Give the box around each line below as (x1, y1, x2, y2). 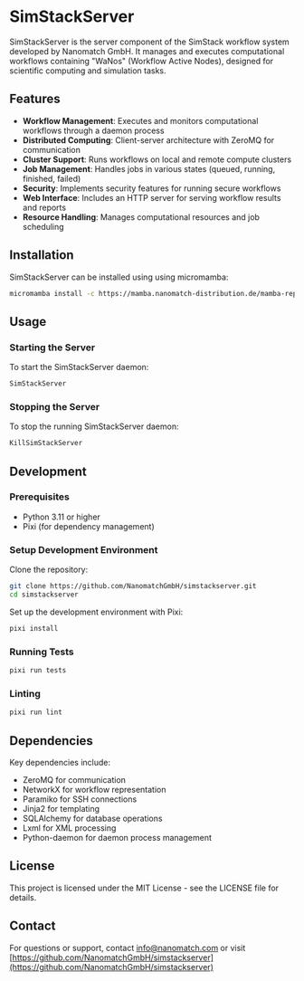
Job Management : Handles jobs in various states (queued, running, (22, 163, 276, 174)
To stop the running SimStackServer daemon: (9, 421, 179, 432)
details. (9, 891, 37, 902)
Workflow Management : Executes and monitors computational (22, 115, 259, 126)
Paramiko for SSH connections (22, 794, 138, 805)
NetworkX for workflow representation (22, 784, 166, 795)
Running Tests (9, 645, 74, 658)
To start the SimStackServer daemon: (9, 362, 149, 373)
